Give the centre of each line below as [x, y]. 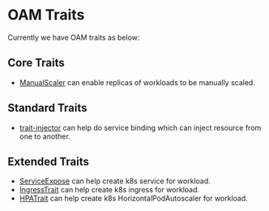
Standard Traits [47, 108]
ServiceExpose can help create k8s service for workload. [115, 181]
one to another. [45, 136]
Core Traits [36, 63]
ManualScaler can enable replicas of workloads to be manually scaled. [137, 82]
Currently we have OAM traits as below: [74, 37]
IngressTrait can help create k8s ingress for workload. [109, 190]
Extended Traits [49, 161]
